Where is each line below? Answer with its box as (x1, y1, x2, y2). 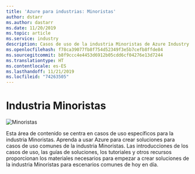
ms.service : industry (6, 36, 59, 42)
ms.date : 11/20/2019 (6, 25, 57, 31)
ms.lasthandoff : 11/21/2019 (6, 69, 75, 74)
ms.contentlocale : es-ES (6, 63, 67, 69)
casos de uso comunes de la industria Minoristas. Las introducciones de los (6, 142, 189, 149)
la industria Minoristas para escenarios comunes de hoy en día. (6, 161, 159, 168)
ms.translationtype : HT (6, 57, 64, 63)
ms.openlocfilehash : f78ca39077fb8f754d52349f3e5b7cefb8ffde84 (6, 47, 163, 53)
